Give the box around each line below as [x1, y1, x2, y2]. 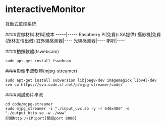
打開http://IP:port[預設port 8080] [5, 115, 77, 121]
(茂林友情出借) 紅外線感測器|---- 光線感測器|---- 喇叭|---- [5, 38, 125, 44]
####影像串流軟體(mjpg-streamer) [5, 68, 77, 74]
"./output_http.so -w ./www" [5, 110, 67, 115]
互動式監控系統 [5, 21, 36, 27]
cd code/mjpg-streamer [5, 101, 53, 106]
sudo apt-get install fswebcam [5, 58, 71, 63]
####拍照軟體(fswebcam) [5, 48, 60, 54]
